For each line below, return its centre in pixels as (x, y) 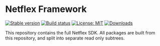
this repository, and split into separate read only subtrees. (65, 38)
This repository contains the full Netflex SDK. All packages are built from (80, 32)
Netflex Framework (46, 9)
